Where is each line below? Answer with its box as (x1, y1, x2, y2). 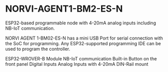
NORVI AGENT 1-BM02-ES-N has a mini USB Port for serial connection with (5, 35, 163, 41)
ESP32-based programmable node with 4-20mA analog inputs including (5, 20, 156, 26)
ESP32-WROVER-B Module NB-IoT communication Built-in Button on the (5, 55, 157, 61)
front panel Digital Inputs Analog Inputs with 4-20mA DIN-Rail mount (5, 61, 149, 67)
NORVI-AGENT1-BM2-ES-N (5, 3, 123, 15)
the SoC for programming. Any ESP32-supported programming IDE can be (5, 40, 161, 46)
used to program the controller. (5, 46, 71, 52)
